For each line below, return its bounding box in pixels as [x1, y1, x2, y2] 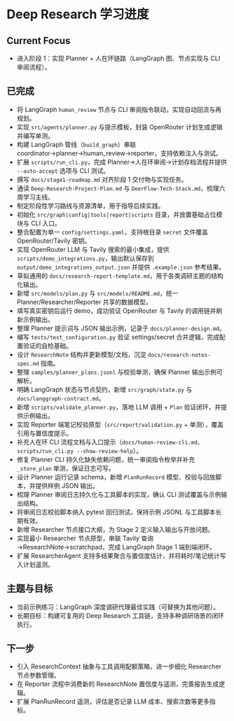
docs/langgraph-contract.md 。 [16, 393, 105, 402]
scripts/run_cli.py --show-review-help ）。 [16, 446, 143, 455]
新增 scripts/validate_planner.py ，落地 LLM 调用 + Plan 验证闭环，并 [16, 402, 221, 411]
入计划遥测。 [16, 560, 54, 568]
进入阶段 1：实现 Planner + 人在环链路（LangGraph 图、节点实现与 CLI [16, 54, 221, 62]
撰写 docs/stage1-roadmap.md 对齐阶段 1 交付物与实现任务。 [16, 175, 188, 183]
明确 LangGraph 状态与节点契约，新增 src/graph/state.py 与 [16, 385, 193, 393]
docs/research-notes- [147, 351, 211, 358]
